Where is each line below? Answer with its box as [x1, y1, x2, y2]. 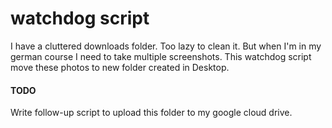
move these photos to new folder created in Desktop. [10, 61, 230, 73]
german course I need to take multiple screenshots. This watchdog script [10, 50, 312, 62]
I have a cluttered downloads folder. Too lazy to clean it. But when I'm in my [10, 40, 322, 52]
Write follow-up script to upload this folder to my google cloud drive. [10, 107, 293, 119]
